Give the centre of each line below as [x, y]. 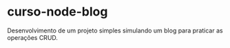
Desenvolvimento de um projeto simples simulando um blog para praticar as [115, 30]
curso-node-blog [57, 12]
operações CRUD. [33, 37]
